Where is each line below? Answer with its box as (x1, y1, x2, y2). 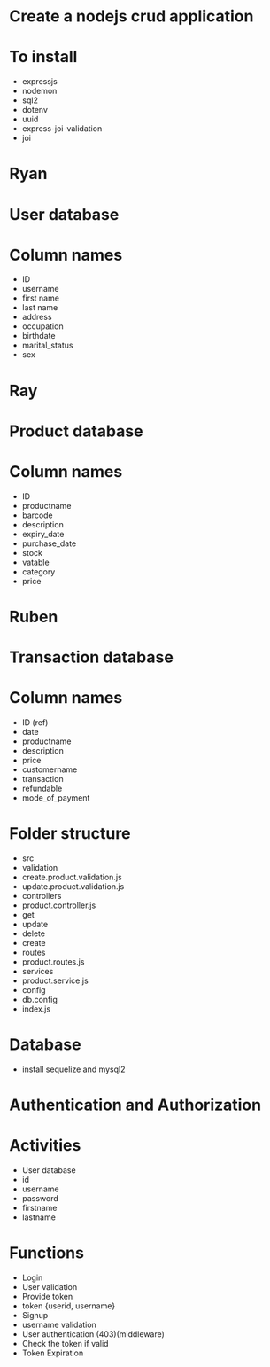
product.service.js (21, 975, 89, 986)
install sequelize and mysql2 (21, 1064, 126, 1074)
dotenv (21, 105, 49, 115)
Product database (9, 421, 143, 441)
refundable (21, 783, 63, 794)
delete (21, 928, 46, 939)
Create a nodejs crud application (9, 6, 254, 27)
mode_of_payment (21, 793, 90, 803)
